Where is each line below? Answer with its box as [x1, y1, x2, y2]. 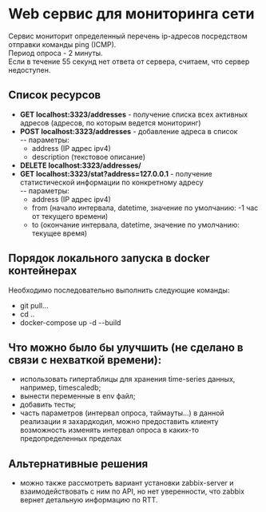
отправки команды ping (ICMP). [8, 39, 117, 49]
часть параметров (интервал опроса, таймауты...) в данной [19, 408, 225, 418]
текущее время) [31, 228, 88, 238]
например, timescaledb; [19, 383, 101, 392]
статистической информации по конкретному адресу [19, 177, 204, 187]
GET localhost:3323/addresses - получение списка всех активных [19, 109, 248, 119]
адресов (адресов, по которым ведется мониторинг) [19, 117, 201, 128]
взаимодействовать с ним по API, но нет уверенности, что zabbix [19, 486, 245, 496]
